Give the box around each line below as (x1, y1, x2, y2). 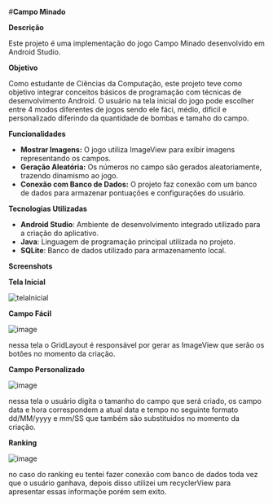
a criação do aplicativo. (20, 228, 99, 238)
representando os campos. (20, 154, 112, 163)
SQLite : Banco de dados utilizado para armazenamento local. (20, 246, 227, 255)
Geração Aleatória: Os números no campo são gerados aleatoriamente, (20, 162, 262, 172)
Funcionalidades (8, 129, 67, 138)
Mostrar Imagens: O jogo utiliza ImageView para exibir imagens (20, 145, 236, 154)
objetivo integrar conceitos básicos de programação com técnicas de (8, 87, 242, 97)
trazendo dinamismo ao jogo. (20, 171, 119, 180)
